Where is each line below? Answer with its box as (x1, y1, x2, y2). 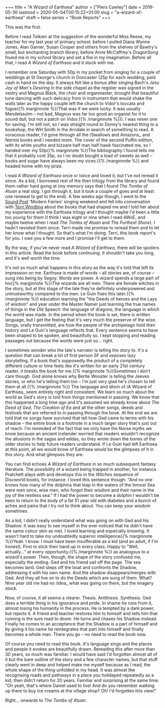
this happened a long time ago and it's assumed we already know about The (5, 400, 160, 405)
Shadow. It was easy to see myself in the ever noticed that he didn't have (5, 523, 153, 528)
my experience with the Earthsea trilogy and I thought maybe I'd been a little (5, 209, 160, 215)
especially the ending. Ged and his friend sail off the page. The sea (5, 559, 141, 565)
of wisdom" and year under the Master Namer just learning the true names (5, 301, 156, 307)
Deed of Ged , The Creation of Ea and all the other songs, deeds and (5, 405, 143, 410)
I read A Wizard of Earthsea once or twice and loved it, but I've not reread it (5, 173, 159, 178)
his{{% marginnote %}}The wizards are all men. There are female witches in (5, 280, 159, 286)
